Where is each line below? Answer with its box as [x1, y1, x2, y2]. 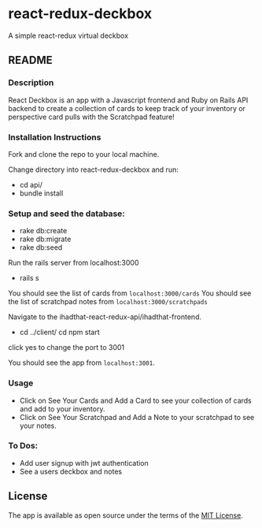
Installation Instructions [8, 132, 101, 143]
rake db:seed [19, 243, 63, 252]
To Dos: [8, 441, 39, 452]
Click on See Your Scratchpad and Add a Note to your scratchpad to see [19, 412, 255, 422]
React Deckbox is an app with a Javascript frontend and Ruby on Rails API [8, 95, 249, 105]
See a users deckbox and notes [19, 467, 123, 476]
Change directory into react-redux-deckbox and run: [8, 165, 179, 174]
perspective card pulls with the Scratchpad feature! [8, 112, 175, 121]
